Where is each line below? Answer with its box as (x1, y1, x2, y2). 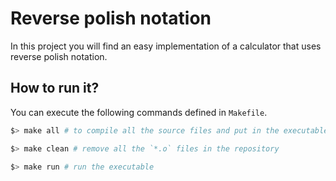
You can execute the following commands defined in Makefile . (10, 106, 268, 118)
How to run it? (10, 80, 100, 97)
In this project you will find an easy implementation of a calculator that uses (10, 40, 322, 52)
